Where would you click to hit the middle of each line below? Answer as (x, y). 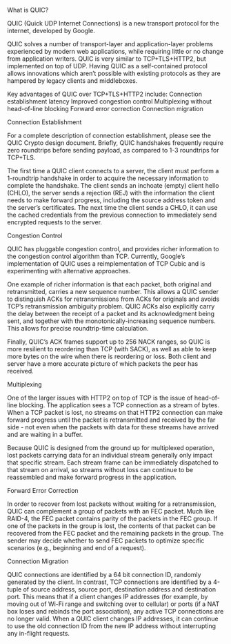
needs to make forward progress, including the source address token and (111, 200)
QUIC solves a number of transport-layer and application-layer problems (110, 44)
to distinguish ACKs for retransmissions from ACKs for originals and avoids (113, 299)
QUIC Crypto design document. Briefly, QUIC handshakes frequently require (115, 143)
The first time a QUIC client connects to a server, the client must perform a (113, 171)
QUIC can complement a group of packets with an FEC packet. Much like (111, 511)
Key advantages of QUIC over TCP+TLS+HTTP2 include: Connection (104, 94)
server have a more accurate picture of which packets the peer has (103, 364)
